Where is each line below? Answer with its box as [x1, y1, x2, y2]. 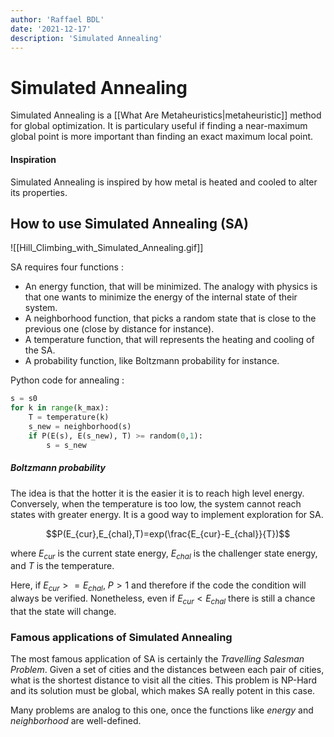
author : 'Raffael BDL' [10, 14, 105, 25]
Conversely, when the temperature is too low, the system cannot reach [10, 497, 302, 510]
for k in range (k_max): [10, 403, 110, 413]
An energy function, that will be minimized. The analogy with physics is [24, 281, 318, 293]
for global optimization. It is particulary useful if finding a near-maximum [10, 120, 308, 132]
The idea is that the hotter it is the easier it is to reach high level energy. [10, 487, 305, 499]
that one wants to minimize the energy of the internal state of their [24, 291, 298, 303]
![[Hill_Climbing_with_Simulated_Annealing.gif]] [10, 242, 204, 254]
